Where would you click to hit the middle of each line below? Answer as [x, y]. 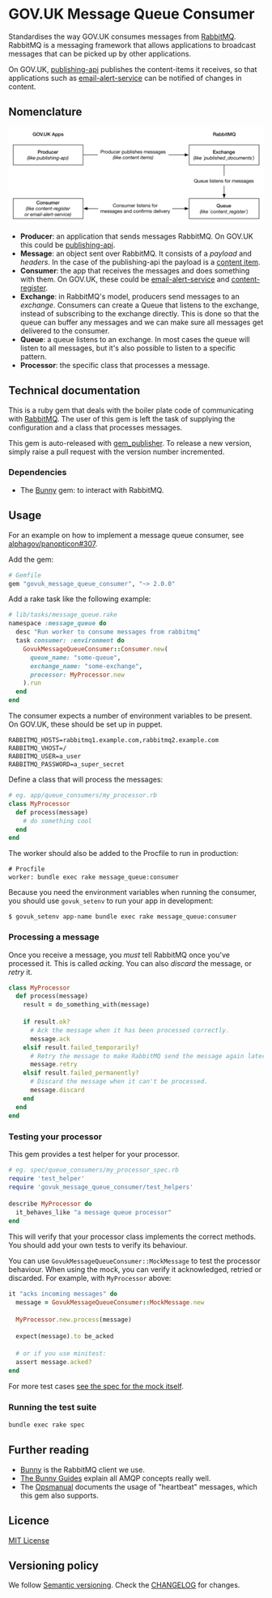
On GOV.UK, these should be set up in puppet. [86, 724]
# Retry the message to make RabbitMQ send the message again [137, 1056]
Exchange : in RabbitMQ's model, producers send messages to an [130, 296]
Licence [29, 1521]
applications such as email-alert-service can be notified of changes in [125, 78]
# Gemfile [25, 575]
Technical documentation [74, 390]
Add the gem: [31, 559]
